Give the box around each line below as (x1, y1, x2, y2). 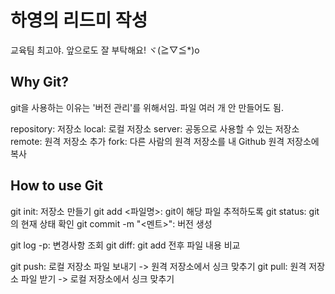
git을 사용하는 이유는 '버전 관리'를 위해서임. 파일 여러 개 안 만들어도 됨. (10, 101, 284, 113)
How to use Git (10, 177, 103, 195)
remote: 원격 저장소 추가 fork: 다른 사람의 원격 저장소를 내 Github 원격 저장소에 (10, 135, 320, 147)
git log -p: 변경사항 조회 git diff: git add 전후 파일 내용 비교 (10, 239, 241, 251)
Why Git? (10, 74, 70, 91)
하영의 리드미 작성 (10, 9, 148, 32)
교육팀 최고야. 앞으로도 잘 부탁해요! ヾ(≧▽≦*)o (10, 44, 200, 56)
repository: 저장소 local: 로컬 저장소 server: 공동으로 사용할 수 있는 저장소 (10, 122, 300, 135)
